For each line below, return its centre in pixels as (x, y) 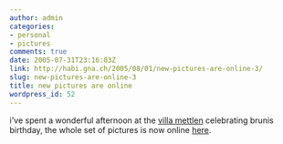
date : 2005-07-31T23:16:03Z (63, 60)
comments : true (38, 52)
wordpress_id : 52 (42, 94)
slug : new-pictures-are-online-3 (73, 77)
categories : (32, 26)
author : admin (37, 18)
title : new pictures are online (71, 86)
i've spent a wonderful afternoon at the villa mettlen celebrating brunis (141, 120)
